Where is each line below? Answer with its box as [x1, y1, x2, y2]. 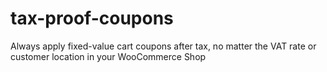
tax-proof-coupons [10, 7, 174, 30]
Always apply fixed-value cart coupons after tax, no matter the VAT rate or [10, 40, 317, 52]
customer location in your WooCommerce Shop [10, 50, 207, 62]
